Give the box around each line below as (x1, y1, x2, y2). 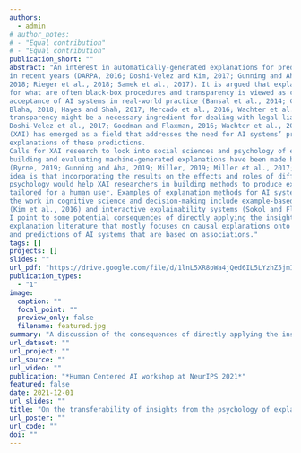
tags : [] (9, 239, 42, 248)
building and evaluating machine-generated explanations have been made (9, 154, 287, 164)
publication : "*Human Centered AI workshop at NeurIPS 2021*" (9, 371, 246, 381)
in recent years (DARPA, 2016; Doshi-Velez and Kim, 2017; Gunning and (9, 72, 282, 81)
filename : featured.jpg (17, 322, 106, 331)
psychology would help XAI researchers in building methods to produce (9, 180, 282, 189)
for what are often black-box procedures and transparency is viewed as (9, 88, 287, 97)
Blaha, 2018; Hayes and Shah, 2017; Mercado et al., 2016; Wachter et (9, 105, 279, 114)
